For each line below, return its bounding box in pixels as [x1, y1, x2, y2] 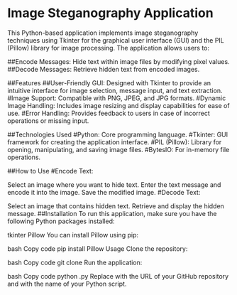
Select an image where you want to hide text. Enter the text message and [7, 180, 221, 189]
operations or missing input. [7, 116, 89, 125]
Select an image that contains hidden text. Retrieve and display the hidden [7, 201, 225, 210]
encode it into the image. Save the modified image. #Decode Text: [7, 188, 201, 196]
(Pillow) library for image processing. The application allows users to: [7, 43, 210, 52]
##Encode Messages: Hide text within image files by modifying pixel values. [7, 57, 230, 65]
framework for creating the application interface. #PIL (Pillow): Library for [7, 137, 222, 146]
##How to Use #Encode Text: [7, 166, 94, 175]
